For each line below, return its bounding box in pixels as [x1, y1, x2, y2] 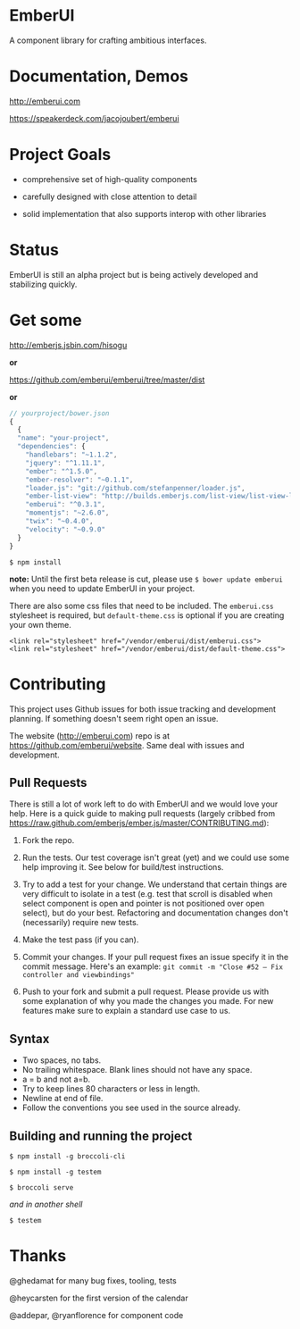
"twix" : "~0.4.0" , [25, 517, 94, 526]
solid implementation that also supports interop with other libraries [21, 208, 267, 219]
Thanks [9, 1246, 67, 1266]
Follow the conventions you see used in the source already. [21, 1102, 241, 1113]
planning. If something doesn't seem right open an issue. [9, 713, 219, 723]
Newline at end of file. [21, 1093, 104, 1104]
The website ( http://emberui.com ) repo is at [9, 730, 171, 741]
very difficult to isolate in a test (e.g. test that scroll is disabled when [21, 889, 273, 899]
